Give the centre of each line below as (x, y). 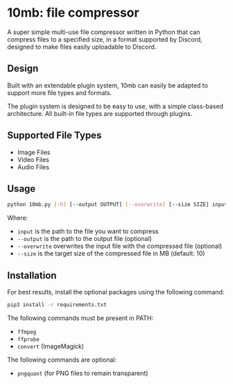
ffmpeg (27, 332)
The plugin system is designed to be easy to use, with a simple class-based (115, 106)
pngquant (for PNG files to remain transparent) (83, 373)
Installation (32, 275)
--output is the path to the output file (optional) (85, 239)
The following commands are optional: (62, 360)
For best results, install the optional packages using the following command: (116, 292)
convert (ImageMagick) (51, 346)
